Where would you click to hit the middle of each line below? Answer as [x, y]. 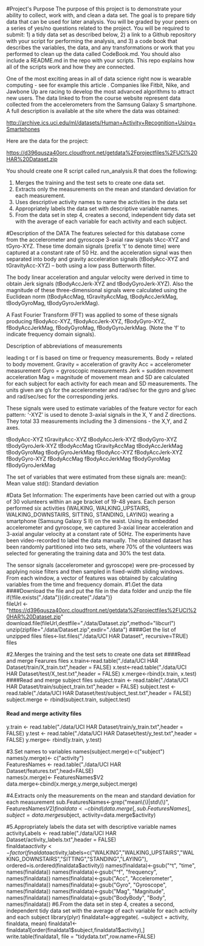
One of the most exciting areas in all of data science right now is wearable [99, 79]
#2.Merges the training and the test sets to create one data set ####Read [98, 654]
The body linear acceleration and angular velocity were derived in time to [98, 277]
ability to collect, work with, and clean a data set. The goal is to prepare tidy [101, 15]
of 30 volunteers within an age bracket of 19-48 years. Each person [91, 502]
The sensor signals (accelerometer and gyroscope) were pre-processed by [100, 565]
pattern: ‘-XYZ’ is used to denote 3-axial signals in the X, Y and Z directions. [101, 415]
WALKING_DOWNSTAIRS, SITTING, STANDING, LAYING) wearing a [90, 515]
